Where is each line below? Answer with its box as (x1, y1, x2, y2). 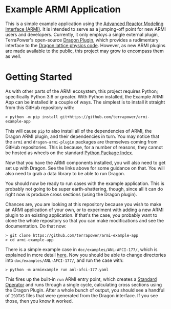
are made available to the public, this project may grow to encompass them (5, 48, 164, 54)
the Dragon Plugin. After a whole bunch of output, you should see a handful (5, 287, 165, 293)
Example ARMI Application (5, 4, 121, 15)
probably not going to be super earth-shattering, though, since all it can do (5, 186, 163, 192)
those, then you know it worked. (5, 298, 73, 304)
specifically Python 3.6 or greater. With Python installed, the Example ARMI (5, 93, 164, 99)
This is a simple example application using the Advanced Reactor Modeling (5, 20, 164, 27)
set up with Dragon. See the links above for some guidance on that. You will (5, 165, 165, 171)
